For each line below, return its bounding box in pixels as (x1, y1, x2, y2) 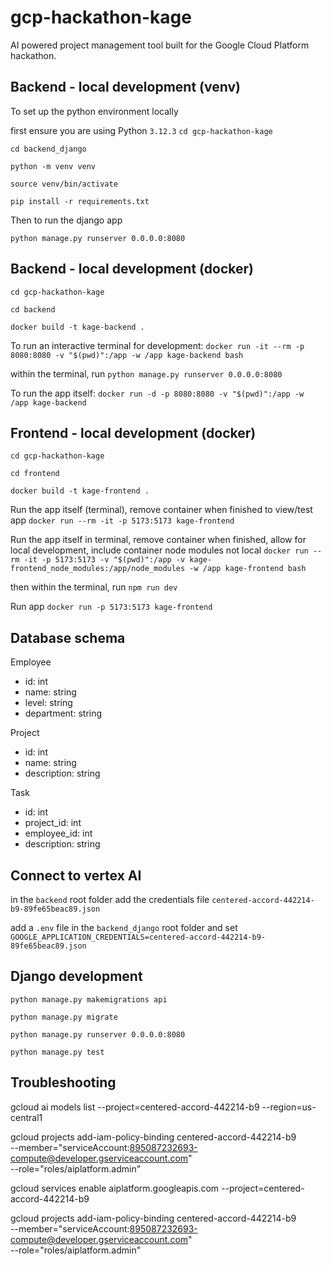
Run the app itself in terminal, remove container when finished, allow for (10, 534, 307, 546)
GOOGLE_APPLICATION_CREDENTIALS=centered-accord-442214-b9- (10, 932, 267, 942)
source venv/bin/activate (10, 179, 118, 189)
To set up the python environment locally (10, 105, 179, 117)
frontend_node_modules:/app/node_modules (10, 564, 186, 574)
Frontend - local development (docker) (10, 424, 257, 441)
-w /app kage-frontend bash (189, 564, 307, 574)
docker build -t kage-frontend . (10, 486, 150, 496)
